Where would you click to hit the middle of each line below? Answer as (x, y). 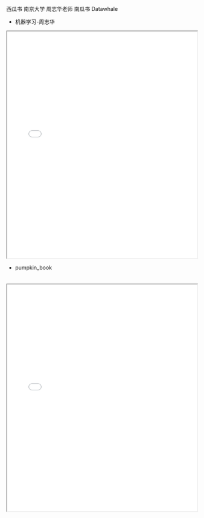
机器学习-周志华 (35, 22)
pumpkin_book (33, 267)
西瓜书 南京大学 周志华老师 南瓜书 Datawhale (62, 9)
